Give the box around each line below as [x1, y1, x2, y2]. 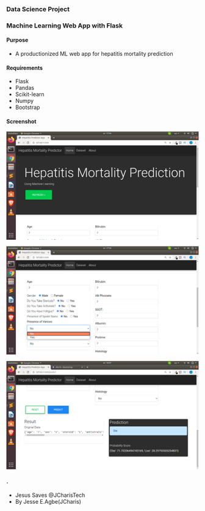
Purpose [6, 36, 29, 44]
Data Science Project [6, 5, 70, 13]
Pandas [15, 84, 35, 92]
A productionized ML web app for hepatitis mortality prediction [15, 50, 173, 58]
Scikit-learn [15, 91, 45, 98]
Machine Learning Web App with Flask [6, 21, 123, 29]
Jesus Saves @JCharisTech [15, 491, 85, 499]
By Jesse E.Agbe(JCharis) [15, 498, 81, 505]
